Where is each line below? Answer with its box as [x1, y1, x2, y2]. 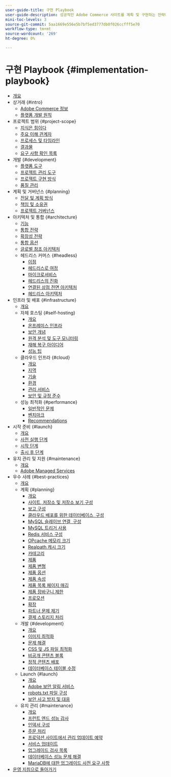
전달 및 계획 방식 [20, 195, 53, 201]
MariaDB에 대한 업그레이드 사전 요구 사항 [27, 760, 110, 766]
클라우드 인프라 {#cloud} [20, 354, 70, 360]
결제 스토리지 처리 [27, 614, 64, 620]
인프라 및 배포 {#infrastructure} [12, 297, 77, 303]
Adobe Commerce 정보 [20, 105, 69, 111]
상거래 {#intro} [12, 99, 43, 105]
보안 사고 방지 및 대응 [27, 696, 70, 702]
